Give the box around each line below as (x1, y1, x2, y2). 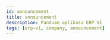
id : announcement (6, 8, 49, 15)
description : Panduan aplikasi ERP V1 (6, 19, 102, 25)
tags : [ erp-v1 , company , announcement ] (6, 25, 105, 31)
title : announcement (6, 14, 58, 20)
